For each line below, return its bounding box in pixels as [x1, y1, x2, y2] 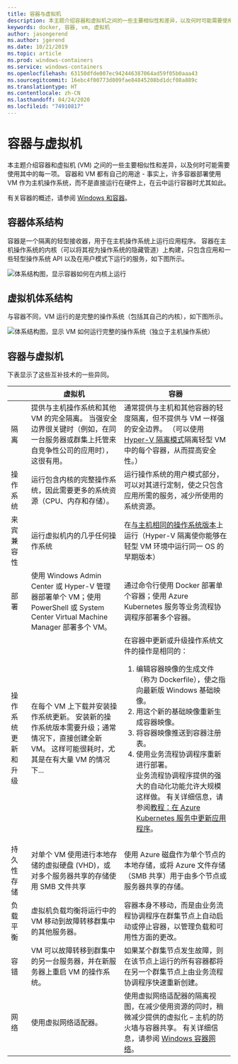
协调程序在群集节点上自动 [130, 911, 217, 921]
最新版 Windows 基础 [142, 685, 214, 695]
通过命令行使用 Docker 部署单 [123, 581, 223, 591]
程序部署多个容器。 [130, 613, 195, 623]
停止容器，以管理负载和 [137, 922, 217, 932]
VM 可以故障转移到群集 [30, 946, 108, 956]
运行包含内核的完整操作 [30, 475, 110, 485]
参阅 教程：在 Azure [135, 802, 200, 812]
